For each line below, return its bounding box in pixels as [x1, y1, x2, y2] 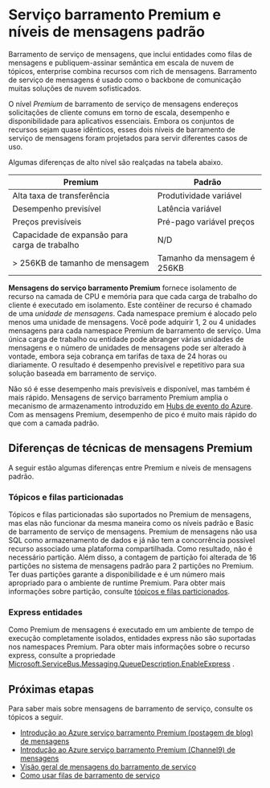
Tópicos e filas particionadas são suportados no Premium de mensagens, [8, 510, 252, 519]
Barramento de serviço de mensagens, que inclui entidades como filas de [8, 49, 252, 59]
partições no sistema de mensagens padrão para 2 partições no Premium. [8, 561, 254, 571]
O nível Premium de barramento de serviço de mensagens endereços [8, 99, 239, 109]
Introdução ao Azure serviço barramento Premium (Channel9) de [19, 745, 235, 755]
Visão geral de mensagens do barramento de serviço [19, 762, 197, 772]
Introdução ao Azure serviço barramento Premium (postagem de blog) [19, 728, 254, 737]
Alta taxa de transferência [12, 190, 110, 201]
